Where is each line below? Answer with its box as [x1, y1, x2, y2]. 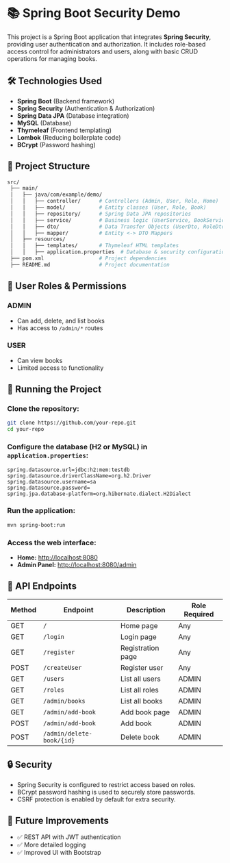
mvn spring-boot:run [7, 521, 66, 528]
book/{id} [43, 736, 75, 744]
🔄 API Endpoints [7, 580, 77, 592]
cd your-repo [7, 426, 44, 433]
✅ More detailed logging [16, 840, 86, 849]
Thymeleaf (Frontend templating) [16, 126, 112, 134]
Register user [120, 662, 164, 672]
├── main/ [10, 185, 38, 192]
